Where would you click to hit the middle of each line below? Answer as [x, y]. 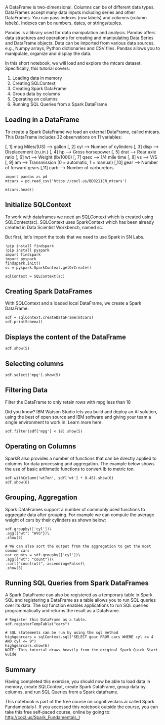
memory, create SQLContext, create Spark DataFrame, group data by [75, 687]
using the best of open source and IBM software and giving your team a [78, 417]
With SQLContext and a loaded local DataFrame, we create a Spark [73, 303]
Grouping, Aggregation [41, 498]
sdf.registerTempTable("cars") [37, 624]
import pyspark [21, 259]
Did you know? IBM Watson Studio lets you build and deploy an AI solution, [81, 411]
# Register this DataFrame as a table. [46, 620]
